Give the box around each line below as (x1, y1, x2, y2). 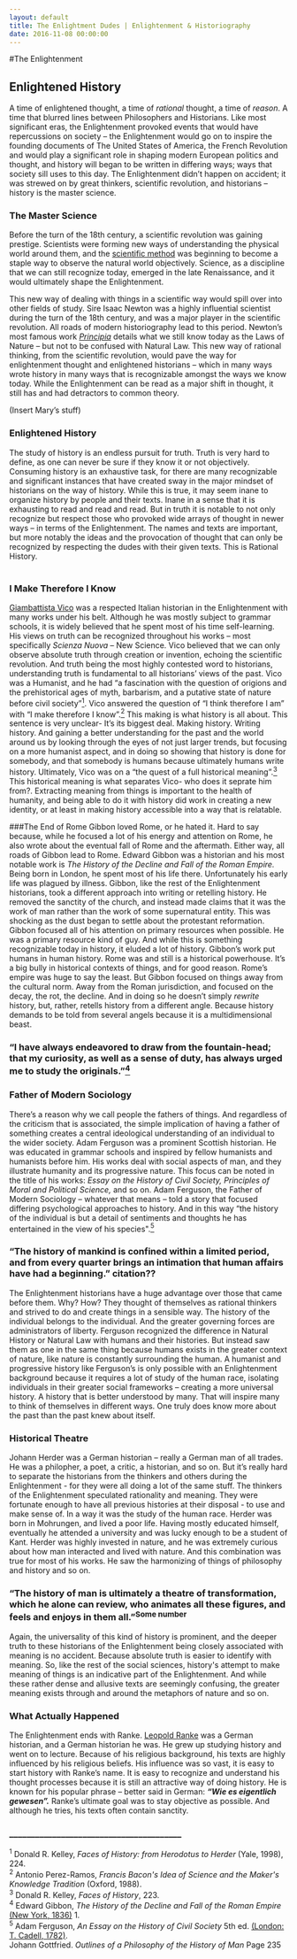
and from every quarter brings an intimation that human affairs (9, 1256, 285, 1269)
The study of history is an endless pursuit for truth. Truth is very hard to (9, 447, 270, 458)
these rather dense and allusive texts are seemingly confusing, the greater (9, 1678, 280, 1689)
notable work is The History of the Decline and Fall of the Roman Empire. (9, 860, 275, 870)
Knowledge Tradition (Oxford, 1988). (9, 1878, 142, 1889)
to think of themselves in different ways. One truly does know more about (9, 1400, 277, 1411)
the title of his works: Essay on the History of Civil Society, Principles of (9, 1175, 270, 1185)
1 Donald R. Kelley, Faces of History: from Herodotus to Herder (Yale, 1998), (9, 1847, 284, 1859)
